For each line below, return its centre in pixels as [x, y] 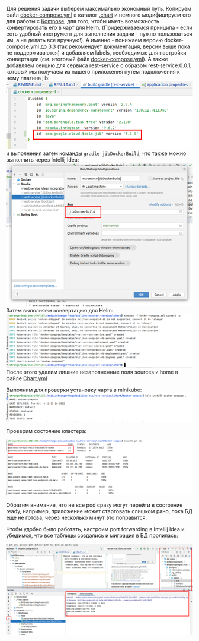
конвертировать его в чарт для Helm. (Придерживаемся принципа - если [99, 27]
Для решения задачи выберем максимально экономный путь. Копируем [99, 9]
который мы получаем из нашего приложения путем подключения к [93, 72]
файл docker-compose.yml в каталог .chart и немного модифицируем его [99, 15]
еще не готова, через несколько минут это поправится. [77, 518]
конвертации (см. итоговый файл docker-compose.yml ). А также [87, 59]
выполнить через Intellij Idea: [43, 160]
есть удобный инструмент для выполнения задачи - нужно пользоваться [99, 34]
